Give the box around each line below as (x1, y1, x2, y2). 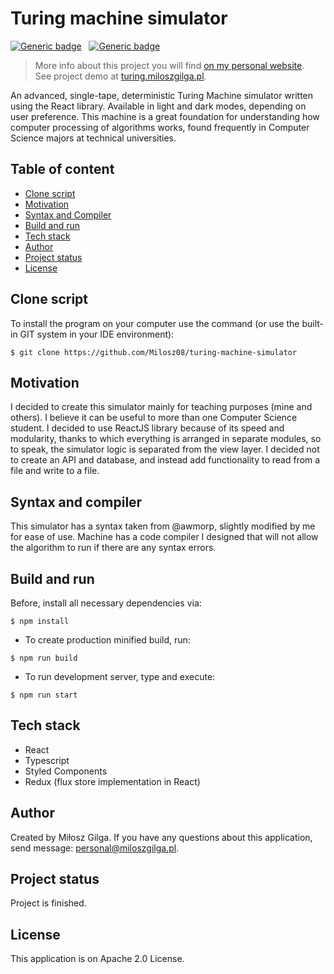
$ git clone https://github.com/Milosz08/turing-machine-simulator (10, 347, 298, 357)
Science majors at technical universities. (10, 132, 177, 144)
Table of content (10, 161, 115, 178)
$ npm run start (10, 690, 78, 700)
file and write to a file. (10, 465, 100, 477)
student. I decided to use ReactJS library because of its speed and (10, 422, 285, 434)
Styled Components (24, 765, 108, 777)
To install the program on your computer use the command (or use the (10, 317, 300, 329)
